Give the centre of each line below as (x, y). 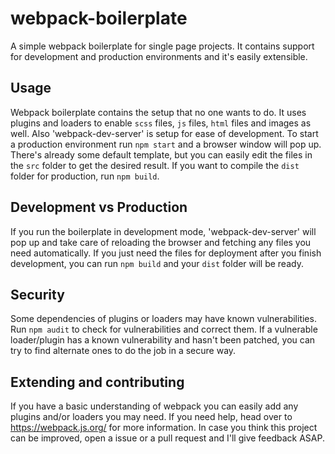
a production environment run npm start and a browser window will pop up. (166, 144)
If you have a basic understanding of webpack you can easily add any (154, 406)
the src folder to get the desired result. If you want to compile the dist (155, 165)
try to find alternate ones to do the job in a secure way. (123, 351)
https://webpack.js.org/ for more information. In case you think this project (164, 428)
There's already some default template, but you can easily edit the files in (161, 154)
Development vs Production (99, 207)
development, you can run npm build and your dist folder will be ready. (157, 263)
